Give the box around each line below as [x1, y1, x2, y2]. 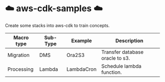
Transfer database [101, 49, 144, 55]
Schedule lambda [101, 62, 141, 69]
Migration [7, 52, 30, 58]
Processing [7, 66, 34, 73]
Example [71, 37, 92, 44]
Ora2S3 [66, 52, 85, 58]
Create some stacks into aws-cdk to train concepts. [5, 22, 110, 28]
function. [101, 69, 122, 76]
